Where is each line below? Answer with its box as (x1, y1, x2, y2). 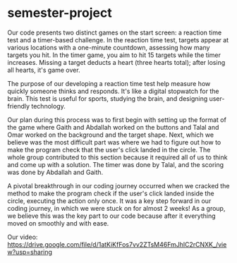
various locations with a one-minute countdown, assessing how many (7, 43, 210, 51)
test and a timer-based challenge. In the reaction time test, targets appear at (7, 35, 229, 44)
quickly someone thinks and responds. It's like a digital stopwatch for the (7, 87, 219, 95)
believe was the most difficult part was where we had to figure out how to (7, 137, 221, 146)
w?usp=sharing (7, 247, 53, 256)
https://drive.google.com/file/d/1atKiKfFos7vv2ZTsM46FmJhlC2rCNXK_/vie (7, 240, 227, 248)
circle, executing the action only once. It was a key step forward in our (7, 196, 212, 205)
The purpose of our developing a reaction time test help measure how (7, 79, 211, 87)
